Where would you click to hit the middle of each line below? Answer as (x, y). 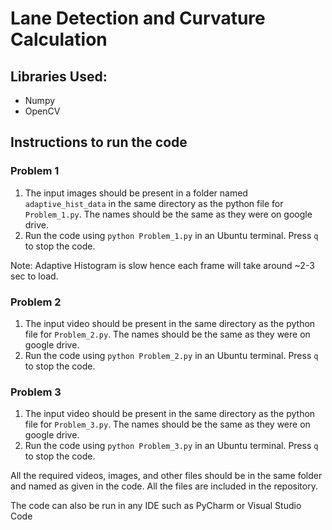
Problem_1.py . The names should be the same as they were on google (168, 214)
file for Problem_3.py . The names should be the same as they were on (167, 424)
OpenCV (42, 111)
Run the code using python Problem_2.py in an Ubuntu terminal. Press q (171, 355)
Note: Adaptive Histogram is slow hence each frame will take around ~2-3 (162, 265)
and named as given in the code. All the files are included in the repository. (164, 486)
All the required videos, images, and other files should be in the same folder (166, 476)
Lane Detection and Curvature (138, 18)
